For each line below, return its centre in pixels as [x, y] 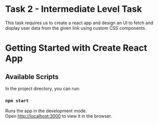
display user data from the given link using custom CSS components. [76, 28]
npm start [17, 101]
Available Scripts [32, 77]
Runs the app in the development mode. [46, 111]
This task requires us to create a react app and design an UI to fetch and [79, 23]
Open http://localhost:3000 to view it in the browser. [59, 116]
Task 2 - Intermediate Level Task [74, 9]
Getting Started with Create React [76, 48]
